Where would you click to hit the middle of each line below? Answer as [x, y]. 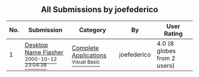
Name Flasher [44, 52]
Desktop [36, 45]
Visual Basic [86, 62]
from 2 [166, 58]
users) [166, 65]
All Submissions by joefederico [99, 10]
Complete [85, 48]
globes [166, 51]
